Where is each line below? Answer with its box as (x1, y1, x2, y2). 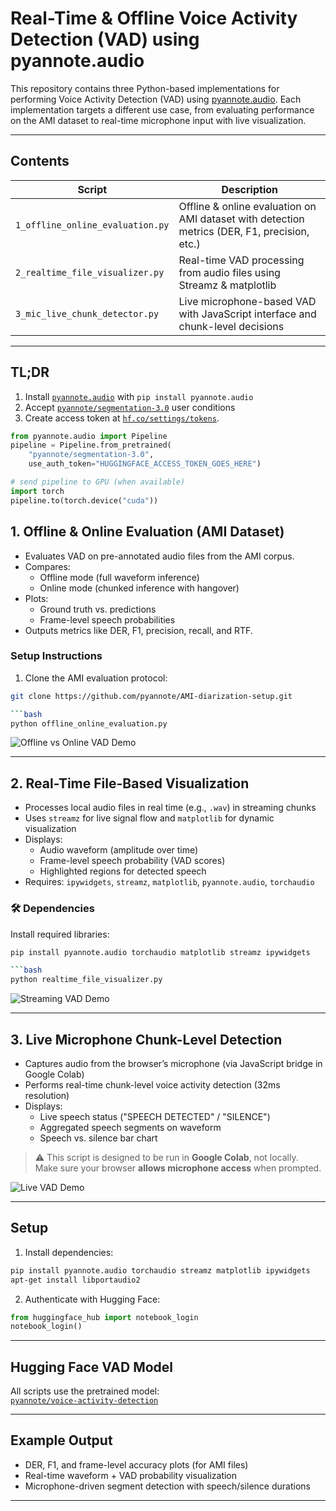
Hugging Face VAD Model (10, 1358, 174, 1376)
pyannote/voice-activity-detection (10, 1396, 159, 1406)
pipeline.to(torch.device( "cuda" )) (10, 495, 159, 506)
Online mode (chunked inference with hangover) (39, 582, 240, 594)
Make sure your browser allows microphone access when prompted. (34, 1162, 322, 1174)
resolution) (24, 1089, 70, 1101)
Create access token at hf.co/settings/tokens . (24, 412, 220, 424)
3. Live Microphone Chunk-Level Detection (10, 1031, 283, 1048)
